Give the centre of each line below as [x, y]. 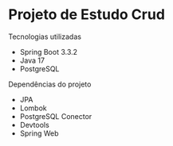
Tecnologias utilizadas [45, 36]
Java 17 [32, 60]
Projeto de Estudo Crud [87, 15]
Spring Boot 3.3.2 [49, 52]
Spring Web [39, 133]
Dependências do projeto [50, 84]
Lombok [33, 108]
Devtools [34, 125]
